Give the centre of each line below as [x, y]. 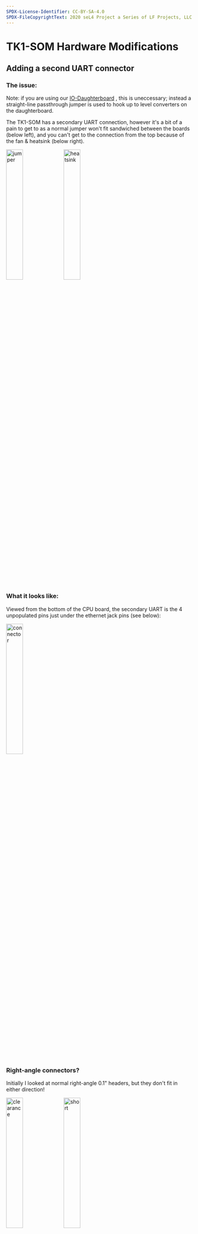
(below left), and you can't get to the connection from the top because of [95, 135]
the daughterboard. [30, 111]
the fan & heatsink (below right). [45, 141]
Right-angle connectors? [43, 1070]
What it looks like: [33, 596]
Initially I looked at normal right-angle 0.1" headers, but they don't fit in [92, 1083]
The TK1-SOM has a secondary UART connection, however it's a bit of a [94, 122]
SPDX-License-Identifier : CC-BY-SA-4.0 [55, 12]
